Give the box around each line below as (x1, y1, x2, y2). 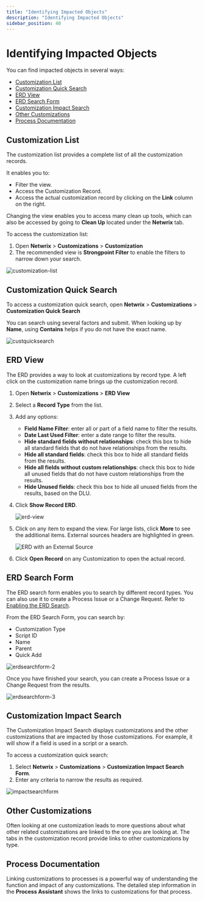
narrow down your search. (15, 255, 82, 262)
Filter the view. (15, 181, 52, 189)
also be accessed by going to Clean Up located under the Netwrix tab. (6, 219, 185, 226)
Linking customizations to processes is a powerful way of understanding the (6, 875, 198, 882)
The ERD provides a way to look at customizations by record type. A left (6, 371, 187, 378)
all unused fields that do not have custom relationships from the (24, 470, 185, 477)
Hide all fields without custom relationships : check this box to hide (24, 463, 195, 471)
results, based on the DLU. (24, 489, 91, 497)
